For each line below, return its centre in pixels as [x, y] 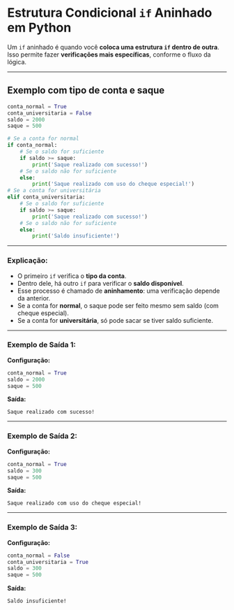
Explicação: [28, 261]
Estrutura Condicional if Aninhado [110, 13]
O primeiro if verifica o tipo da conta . [72, 276]
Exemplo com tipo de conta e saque [86, 90]
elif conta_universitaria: [46, 197]
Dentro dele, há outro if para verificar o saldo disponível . [101, 283]
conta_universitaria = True [48, 562]
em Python [39, 28]
